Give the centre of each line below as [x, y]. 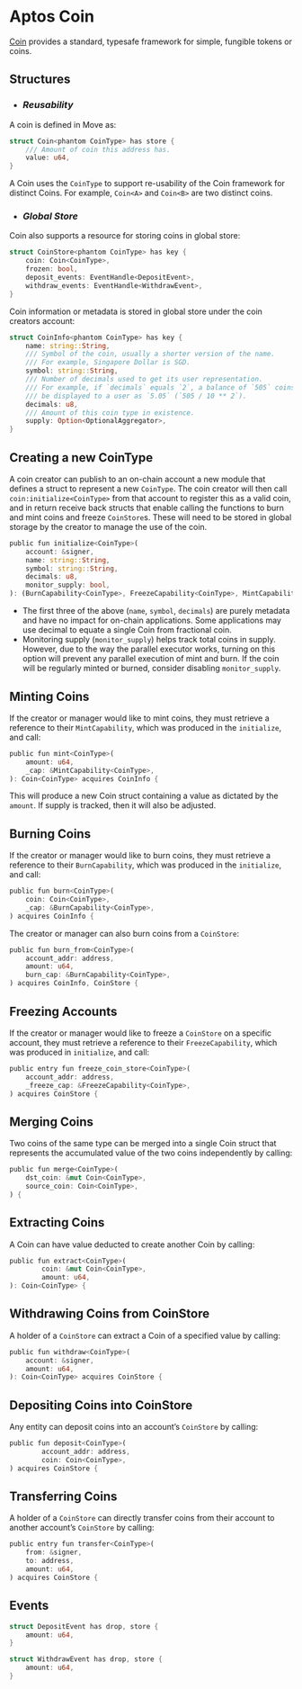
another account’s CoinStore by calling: [82, 1528]
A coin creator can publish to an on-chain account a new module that [138, 479]
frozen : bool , [52, 269]
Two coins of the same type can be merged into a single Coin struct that [143, 1144]
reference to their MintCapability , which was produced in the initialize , [146, 727]
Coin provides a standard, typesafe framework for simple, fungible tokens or [151, 41]
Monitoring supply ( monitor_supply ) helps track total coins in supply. [149, 640]
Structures [40, 80]
